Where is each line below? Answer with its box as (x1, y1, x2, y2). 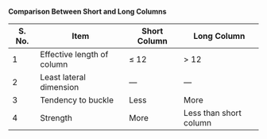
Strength (39, 113, 73, 123)
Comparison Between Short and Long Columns (8, 7, 167, 16)
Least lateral (39, 71, 86, 83)
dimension (39, 82, 79, 92)
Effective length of (39, 49, 109, 60)
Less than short (184, 107, 242, 118)
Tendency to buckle (39, 95, 114, 106)
